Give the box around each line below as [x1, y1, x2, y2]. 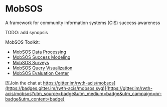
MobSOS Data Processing [12, 49, 66, 55]
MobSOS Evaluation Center [12, 70, 69, 76]
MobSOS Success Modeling [12, 54, 71, 60]
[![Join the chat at [5, 80, 42, 86]
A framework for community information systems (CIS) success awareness [5, 20, 160, 26]
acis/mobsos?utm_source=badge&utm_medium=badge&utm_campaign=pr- [5, 90, 162, 96]
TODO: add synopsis [5, 29, 48, 35]
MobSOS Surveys [12, 59, 49, 65]
